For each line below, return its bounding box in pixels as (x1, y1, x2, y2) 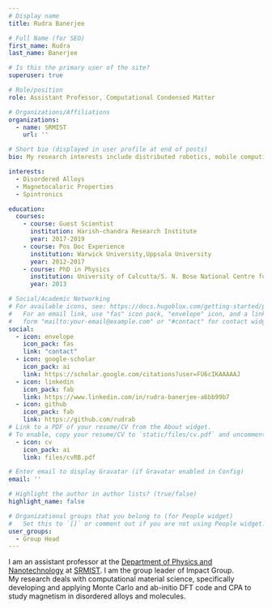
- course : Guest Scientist (23, 220, 114, 228)
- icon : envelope (15, 332, 74, 341)
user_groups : (8, 527, 53, 535)
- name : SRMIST (15, 123, 67, 131)
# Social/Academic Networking (8, 295, 111, 303)
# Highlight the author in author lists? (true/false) (8, 490, 198, 499)
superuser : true (8, 71, 63, 79)
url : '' (23, 131, 49, 139)
